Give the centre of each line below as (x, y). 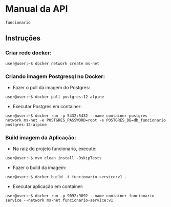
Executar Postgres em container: (47, 106)
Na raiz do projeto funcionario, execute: (55, 149)
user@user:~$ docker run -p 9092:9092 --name (55, 196)
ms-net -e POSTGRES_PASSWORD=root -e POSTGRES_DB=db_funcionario (95, 120)
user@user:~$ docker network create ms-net (52, 64)
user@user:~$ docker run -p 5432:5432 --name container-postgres (76, 116)
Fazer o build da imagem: (39, 168)
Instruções (23, 38)
